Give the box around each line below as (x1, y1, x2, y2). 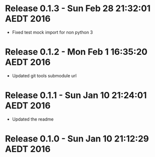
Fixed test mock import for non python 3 (12, 29, 93, 35)
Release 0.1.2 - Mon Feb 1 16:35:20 (5, 47, 148, 57)
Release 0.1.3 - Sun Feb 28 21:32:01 (5, 3, 151, 14)
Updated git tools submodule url (12, 72, 77, 78)
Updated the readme (12, 116, 54, 122)
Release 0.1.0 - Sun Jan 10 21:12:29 (5, 133, 149, 144)
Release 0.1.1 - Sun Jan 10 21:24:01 (5, 90, 147, 101)
